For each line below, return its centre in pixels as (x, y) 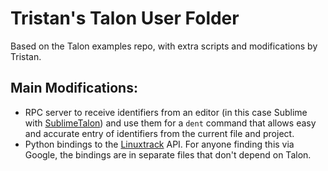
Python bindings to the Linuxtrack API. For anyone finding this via (159, 144)
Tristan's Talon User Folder (125, 18)
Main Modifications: (74, 88)
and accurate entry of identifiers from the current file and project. (159, 133)
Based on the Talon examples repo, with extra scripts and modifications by (164, 46)
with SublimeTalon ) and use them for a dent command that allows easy (170, 123)
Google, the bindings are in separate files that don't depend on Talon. (168, 154)
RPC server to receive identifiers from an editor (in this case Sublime (166, 112)
